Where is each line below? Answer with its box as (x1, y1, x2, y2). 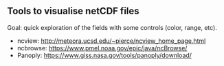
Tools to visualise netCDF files (7, 5, 139, 17)
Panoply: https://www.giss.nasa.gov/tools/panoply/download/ (16, 51, 192, 59)
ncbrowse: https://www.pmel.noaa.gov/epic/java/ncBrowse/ (16, 44, 188, 52)
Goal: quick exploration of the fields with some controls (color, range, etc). (7, 23, 218, 31)
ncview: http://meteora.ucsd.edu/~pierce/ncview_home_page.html (16, 37, 206, 45)
